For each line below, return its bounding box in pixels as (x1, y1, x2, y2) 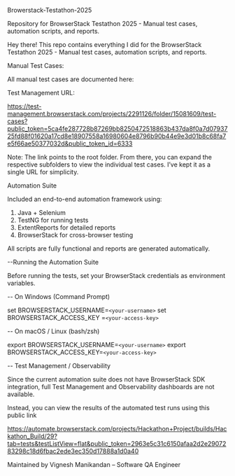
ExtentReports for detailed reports (17, 223, 116, 232)
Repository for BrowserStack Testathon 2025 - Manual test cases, (7, 20, 198, 27)
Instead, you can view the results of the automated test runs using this (7, 404, 210, 412)
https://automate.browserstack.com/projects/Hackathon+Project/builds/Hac (7, 425, 227, 433)
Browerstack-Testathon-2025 (7, 6, 92, 14)
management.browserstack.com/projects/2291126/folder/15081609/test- (7, 110, 217, 118)
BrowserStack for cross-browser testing (17, 231, 134, 239)
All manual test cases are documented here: (7, 75, 134, 83)
